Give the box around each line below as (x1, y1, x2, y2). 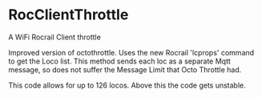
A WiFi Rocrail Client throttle (8, 32, 102, 42)
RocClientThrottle (8, 6, 129, 24)
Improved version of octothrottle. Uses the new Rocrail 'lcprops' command (8, 47, 255, 57)
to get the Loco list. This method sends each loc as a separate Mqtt (8, 56, 231, 66)
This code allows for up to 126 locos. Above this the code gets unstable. (8, 80, 246, 90)
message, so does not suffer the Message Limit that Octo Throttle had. (8, 64, 242, 74)
